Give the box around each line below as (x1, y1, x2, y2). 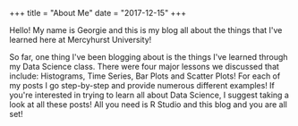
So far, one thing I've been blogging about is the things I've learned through (9, 52, 288, 62)
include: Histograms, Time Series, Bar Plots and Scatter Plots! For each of (9, 71, 281, 81)
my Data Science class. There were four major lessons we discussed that (9, 62, 280, 71)
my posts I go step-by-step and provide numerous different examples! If (9, 80, 276, 90)
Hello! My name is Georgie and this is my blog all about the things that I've (9, 25, 283, 35)
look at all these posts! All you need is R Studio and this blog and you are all (9, 99, 288, 110)
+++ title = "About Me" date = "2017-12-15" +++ (9, 8, 186, 18)
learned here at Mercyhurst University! (9, 35, 152, 45)
